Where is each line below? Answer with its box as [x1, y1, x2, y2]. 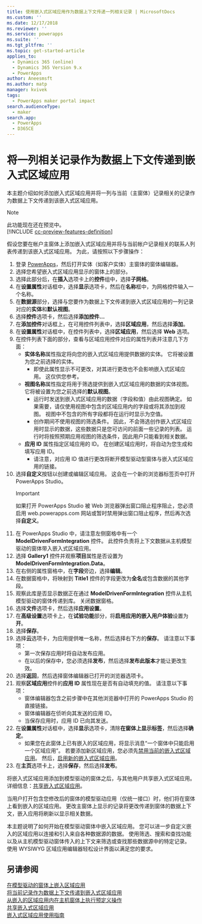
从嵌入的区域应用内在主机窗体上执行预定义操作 [7, 896, 122, 904]
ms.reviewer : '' [7, 25, 47, 32]
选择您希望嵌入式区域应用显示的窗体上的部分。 [15, 268, 131, 275]
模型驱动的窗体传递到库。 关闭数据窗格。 [15, 597, 117, 604]
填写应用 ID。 [24, 448, 58, 455]
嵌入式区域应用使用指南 [7, 911, 65, 919]
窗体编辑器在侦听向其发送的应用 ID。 [24, 709, 115, 717]
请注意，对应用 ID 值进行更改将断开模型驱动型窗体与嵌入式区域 [33, 455, 189, 462]
